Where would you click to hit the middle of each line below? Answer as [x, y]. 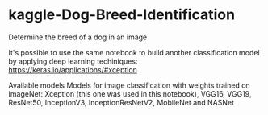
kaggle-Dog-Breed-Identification [122, 15]
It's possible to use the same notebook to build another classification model [134, 52]
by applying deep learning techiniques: [73, 61]
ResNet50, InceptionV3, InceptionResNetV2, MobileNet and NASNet [121, 102]
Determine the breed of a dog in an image [78, 37]
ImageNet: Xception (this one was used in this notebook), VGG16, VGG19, [130, 93]
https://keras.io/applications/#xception [73, 69]
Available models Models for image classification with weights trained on [129, 85]
